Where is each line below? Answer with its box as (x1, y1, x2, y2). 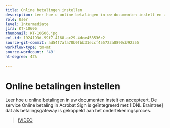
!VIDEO (17, 117, 33, 123)
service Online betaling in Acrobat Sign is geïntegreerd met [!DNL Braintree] (5, 102, 163, 108)
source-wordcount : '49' (5, 49, 56, 54)
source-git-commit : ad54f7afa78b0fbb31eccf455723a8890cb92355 (5, 40, 139, 45)
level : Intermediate (5, 21, 49, 27)
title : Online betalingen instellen (5, 7, 82, 13)
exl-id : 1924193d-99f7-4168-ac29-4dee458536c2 (5, 36, 105, 41)
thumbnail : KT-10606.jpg (5, 31, 58, 36)
